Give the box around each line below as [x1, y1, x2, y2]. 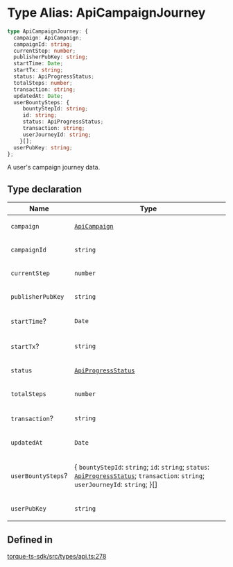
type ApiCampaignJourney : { [7, 28, 89, 35]
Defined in [7, 534, 53, 545]
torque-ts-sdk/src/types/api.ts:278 [7, 552, 107, 561]
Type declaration [7, 183, 82, 195]
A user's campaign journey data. [7, 163, 101, 172]
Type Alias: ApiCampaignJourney [7, 5, 206, 21]
